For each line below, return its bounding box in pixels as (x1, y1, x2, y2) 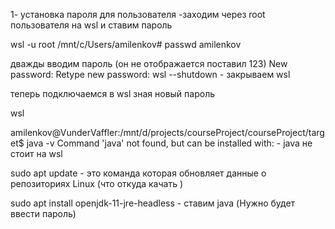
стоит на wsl (10, 148, 63, 159)
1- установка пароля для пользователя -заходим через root (10, 9, 266, 20)
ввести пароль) (10, 208, 77, 219)
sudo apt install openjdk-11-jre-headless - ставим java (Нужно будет (10, 197, 296, 209)
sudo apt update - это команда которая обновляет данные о (10, 167, 267, 179)
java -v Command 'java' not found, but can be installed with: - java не (26, 137, 313, 149)
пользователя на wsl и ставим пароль (10, 19, 173, 31)
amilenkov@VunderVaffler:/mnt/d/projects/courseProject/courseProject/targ (10, 127, 325, 138)
